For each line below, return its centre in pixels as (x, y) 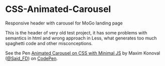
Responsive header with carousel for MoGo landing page (64, 23)
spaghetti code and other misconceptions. (49, 43)
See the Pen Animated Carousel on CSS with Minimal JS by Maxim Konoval (83, 53)
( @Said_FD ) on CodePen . (32, 58)
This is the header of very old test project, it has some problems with (76, 32)
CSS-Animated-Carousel (58, 9)
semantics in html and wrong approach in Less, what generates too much (81, 38)
